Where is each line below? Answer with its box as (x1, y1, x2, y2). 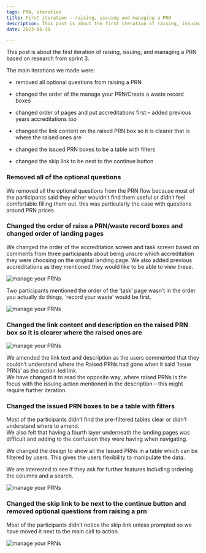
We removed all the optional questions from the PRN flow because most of (6, 187, 195, 194)
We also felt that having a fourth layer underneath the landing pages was (6, 429, 190, 436)
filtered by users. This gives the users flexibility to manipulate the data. (6, 454, 185, 461)
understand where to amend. (6, 422, 80, 430)
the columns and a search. (6, 472, 74, 479)
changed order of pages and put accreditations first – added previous (15, 109, 191, 117)
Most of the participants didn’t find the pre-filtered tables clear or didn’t (6, 416, 187, 423)
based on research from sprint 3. (6, 55, 90, 62)
